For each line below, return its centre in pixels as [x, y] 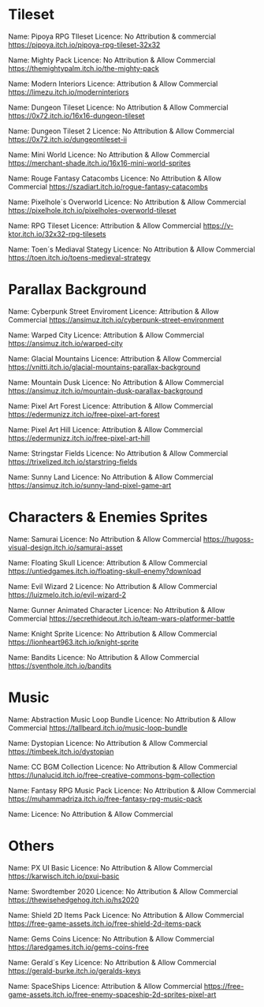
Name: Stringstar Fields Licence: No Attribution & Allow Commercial [118, 453]
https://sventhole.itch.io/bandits [60, 666]
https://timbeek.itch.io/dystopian [61, 752]
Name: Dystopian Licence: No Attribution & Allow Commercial [108, 743]
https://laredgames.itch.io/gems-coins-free [79, 947]
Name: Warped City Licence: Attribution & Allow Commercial [106, 335]
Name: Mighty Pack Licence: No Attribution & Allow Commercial [112, 60]
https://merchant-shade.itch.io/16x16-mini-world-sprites [100, 162]
